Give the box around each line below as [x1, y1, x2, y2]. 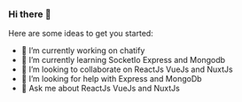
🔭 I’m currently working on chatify [20, 45, 145, 56]
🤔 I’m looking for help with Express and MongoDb [20, 74, 202, 84]
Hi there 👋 [8, 8, 52, 20]
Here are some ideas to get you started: [8, 28, 154, 39]
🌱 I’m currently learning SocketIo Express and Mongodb [20, 55, 226, 66]
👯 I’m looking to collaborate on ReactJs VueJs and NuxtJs [20, 64, 233, 75]
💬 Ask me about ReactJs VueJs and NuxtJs [20, 83, 181, 94]
